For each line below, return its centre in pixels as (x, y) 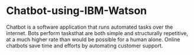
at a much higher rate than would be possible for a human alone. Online (93, 39)
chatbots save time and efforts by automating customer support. (85, 46)
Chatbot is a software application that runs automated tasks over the (90, 27)
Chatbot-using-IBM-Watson (77, 11)
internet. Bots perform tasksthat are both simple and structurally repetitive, (97, 33)
